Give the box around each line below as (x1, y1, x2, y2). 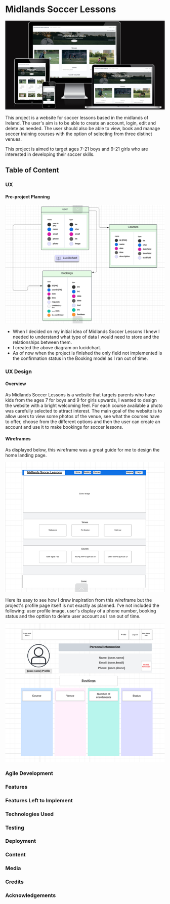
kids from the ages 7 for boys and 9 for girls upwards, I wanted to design (5, 397, 157, 403)
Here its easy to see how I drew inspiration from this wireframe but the (5, 597, 152, 603)
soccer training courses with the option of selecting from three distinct (5, 131, 153, 137)
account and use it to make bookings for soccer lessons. (5, 424, 123, 430)
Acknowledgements (5, 892, 56, 899)
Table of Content (5, 166, 59, 175)
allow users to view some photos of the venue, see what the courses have (5, 414, 160, 420)
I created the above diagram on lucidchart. (12, 345, 102, 351)
